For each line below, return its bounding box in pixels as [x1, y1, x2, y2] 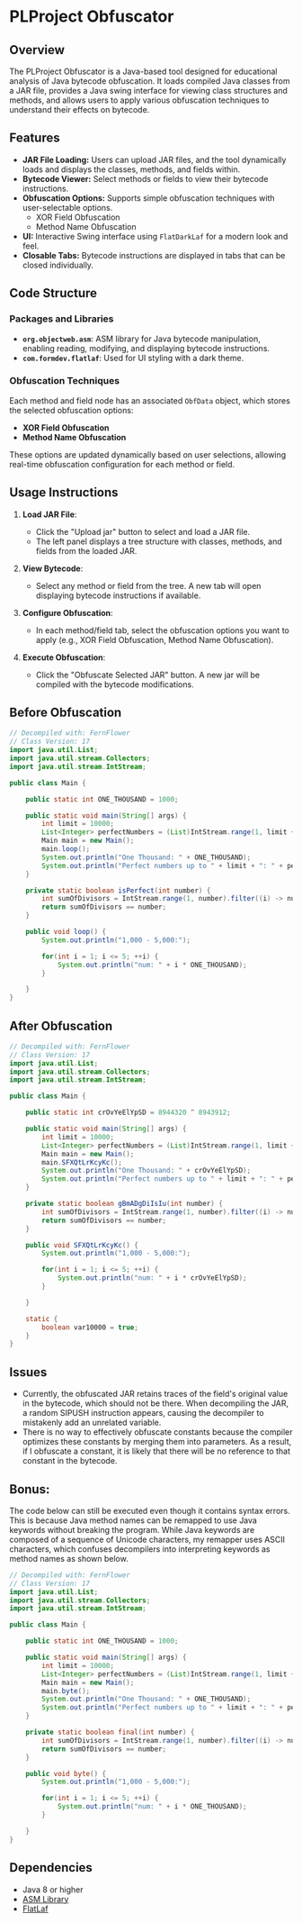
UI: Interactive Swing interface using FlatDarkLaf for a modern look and [22, 231, 289, 241]
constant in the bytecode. [22, 1455, 118, 1466]
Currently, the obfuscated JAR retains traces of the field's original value [22, 1389, 289, 1400]
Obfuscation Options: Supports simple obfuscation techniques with [22, 192, 276, 204]
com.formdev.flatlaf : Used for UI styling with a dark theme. [22, 352, 244, 363]
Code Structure [9, 286, 97, 301]
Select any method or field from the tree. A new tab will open [35, 580, 262, 591]
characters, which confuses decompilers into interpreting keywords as [9, 1543, 271, 1555]
